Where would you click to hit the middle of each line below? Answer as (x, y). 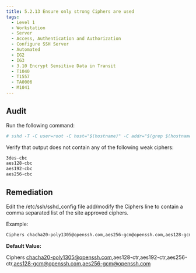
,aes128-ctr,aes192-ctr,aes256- (150, 257)
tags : (13, 17)
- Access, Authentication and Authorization (66, 39)
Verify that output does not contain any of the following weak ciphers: (90, 147)
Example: (17, 224)
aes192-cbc (19, 169)
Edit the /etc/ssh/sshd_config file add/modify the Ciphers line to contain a (94, 206)
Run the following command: (40, 125)
